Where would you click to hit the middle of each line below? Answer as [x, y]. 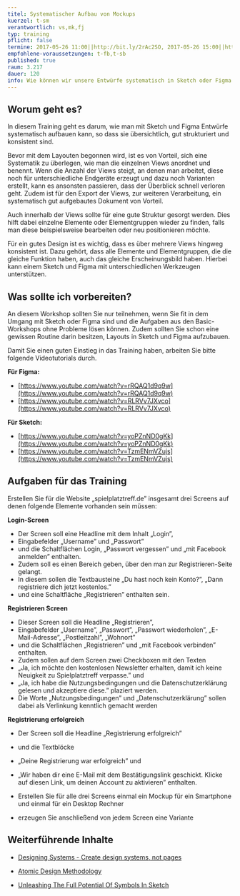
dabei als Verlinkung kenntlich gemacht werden [88, 705]
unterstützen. [27, 274]
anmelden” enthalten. [49, 556]
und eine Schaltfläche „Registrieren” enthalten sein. [94, 594]
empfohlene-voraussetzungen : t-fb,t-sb [67, 54]
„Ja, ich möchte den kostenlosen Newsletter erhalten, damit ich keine [120, 668]
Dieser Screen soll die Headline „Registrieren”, [86, 622]
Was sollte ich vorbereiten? [70, 297]
